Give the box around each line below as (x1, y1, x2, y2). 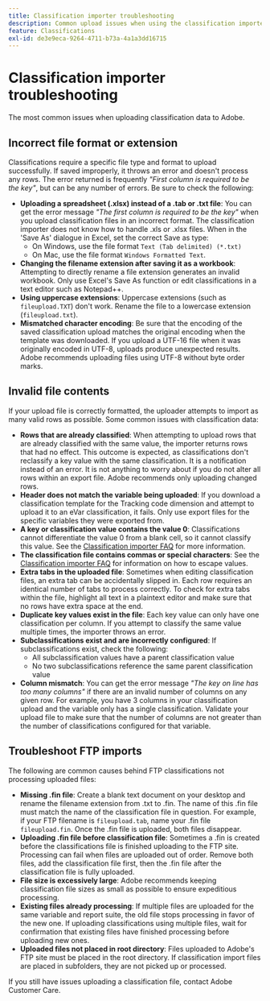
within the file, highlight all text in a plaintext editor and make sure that (19, 593, 252, 602)
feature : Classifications (8, 27, 95, 35)
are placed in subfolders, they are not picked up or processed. (19, 961, 227, 970)
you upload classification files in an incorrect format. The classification (19, 216, 255, 225)
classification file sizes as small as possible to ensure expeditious (19, 883, 237, 894)
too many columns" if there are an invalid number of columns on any (19, 686, 247, 697)
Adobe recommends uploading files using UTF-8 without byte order (19, 353, 245, 362)
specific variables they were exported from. (19, 515, 165, 525)
